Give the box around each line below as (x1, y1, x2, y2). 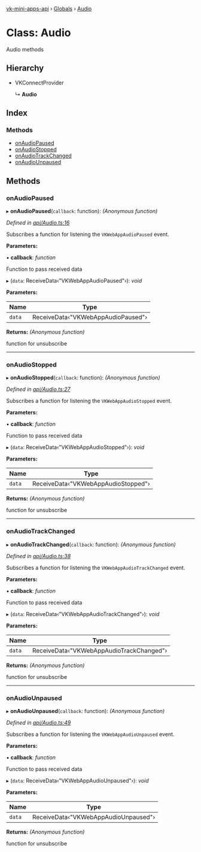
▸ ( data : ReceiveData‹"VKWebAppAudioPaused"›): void (6, 277, 142, 284)
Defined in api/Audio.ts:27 (6, 386, 71, 393)
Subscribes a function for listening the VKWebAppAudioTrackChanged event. (6, 564, 185, 571)
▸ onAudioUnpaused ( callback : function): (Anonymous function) (6, 708, 165, 715)
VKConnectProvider (14, 79, 64, 86)
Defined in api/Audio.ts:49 (6, 719, 71, 726)
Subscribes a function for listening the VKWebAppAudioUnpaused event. (6, 730, 175, 738)
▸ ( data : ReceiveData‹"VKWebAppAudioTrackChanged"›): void (6, 610, 160, 617)
